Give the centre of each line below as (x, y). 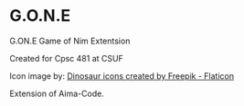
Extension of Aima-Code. (57, 93)
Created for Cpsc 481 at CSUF (66, 58)
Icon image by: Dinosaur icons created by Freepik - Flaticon (122, 76)
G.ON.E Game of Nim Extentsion (70, 41)
